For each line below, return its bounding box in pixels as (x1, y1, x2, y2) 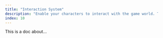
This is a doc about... (5, 29, 47, 35)
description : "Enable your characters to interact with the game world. (5, 11, 155, 16)
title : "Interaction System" (5, 7, 64, 12)
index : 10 (5, 16, 25, 20)
